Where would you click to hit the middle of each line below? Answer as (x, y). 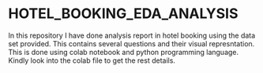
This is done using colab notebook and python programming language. (124, 52)
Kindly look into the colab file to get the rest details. (92, 60)
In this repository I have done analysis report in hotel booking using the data (132, 35)
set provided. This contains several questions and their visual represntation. (131, 43)
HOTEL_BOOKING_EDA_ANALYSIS (123, 14)
